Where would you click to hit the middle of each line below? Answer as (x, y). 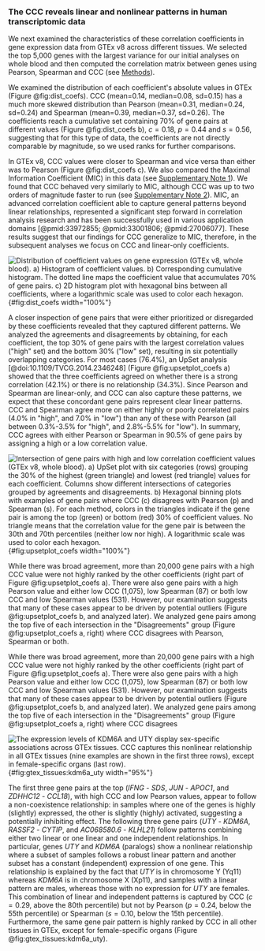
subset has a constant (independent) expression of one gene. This (116, 863)
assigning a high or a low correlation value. (78, 443)
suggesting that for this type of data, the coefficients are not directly (119, 138)
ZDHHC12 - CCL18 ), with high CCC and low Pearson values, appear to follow (132, 796)
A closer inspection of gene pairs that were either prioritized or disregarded (131, 318)
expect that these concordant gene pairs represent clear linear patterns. (125, 401)
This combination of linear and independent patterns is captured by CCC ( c (131, 897)
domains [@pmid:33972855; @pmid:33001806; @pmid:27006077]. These (129, 229)
